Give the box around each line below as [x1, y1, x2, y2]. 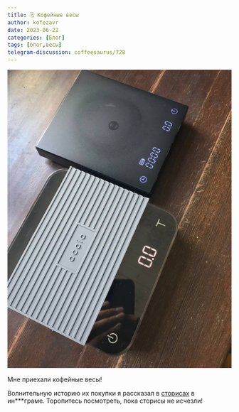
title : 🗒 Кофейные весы [7, 11, 80, 18]
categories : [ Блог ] [7, 34, 65, 41]
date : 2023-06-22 [7, 26, 59, 33]
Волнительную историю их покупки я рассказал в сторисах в [7, 389, 195, 397]
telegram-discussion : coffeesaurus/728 [7, 49, 126, 56]
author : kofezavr [7, 18, 59, 26]
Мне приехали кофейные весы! [7, 375, 102, 384]
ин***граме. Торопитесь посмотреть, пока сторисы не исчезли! [7, 396, 203, 405]
